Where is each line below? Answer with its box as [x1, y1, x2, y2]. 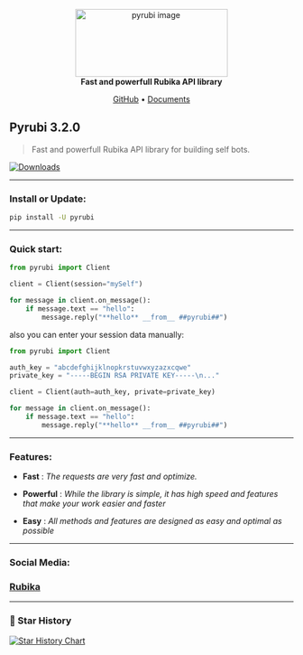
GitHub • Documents [112, 94, 191, 104]
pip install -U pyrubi [9, 213, 95, 222]
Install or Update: [9, 192, 87, 205]
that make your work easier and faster [22, 498, 166, 510]
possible [22, 525, 54, 537]
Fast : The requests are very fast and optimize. [22, 471, 197, 482]
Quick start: [9, 242, 63, 255]
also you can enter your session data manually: [9, 329, 185, 340]
